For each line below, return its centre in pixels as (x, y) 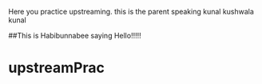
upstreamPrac (57, 68)
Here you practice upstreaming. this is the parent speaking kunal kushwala (131, 12)
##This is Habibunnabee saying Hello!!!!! (75, 36)
